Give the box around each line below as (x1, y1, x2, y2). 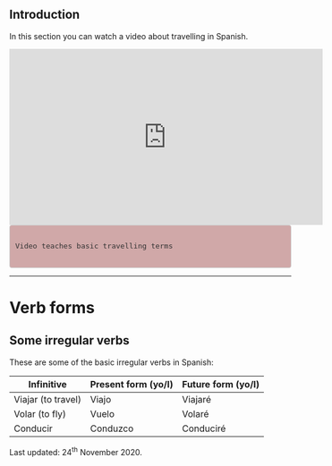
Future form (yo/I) (182, 377, 260, 390)
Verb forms (9, 297, 96, 318)
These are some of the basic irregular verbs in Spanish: (9, 357, 214, 368)
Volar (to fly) (13, 407, 67, 419)
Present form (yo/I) (89, 377, 174, 390)
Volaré (182, 407, 209, 419)
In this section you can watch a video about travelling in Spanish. (9, 30, 249, 41)
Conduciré (182, 422, 226, 435)
